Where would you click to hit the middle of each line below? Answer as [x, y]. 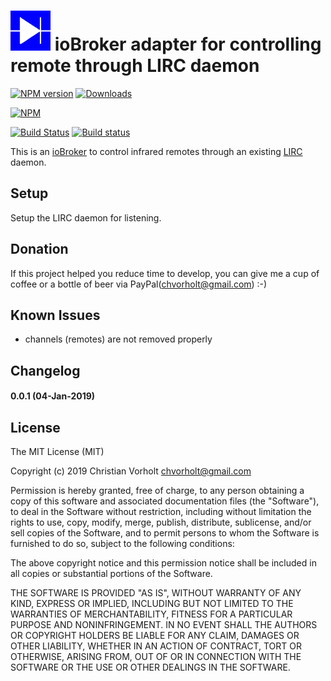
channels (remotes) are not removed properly [118, 339]
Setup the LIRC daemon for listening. [86, 217]
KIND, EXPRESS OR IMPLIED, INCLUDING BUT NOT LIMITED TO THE [152, 604]
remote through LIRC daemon [135, 66]
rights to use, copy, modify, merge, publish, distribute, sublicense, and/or [161, 522]
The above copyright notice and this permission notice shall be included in [163, 563]
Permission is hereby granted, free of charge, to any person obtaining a [157, 491]
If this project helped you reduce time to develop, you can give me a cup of [165, 273]
